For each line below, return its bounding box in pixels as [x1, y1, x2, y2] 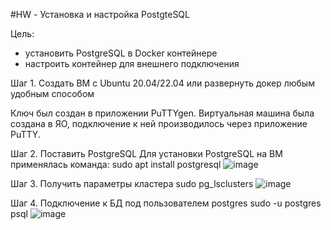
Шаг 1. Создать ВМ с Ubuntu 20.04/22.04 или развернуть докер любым [10, 77, 315, 89]
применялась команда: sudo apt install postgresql [10, 159, 222, 170]
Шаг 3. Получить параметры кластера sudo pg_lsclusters [10, 178, 254, 189]
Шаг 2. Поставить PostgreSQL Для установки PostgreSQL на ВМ [10, 148, 283, 159]
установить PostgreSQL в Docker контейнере [24, 47, 218, 59]
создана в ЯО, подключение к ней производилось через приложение [10, 118, 308, 129]
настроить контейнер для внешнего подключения [24, 58, 240, 69]
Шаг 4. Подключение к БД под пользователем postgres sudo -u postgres [10, 197, 322, 209]
